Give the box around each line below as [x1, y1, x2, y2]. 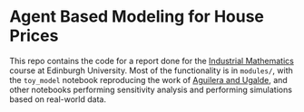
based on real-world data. [9, 93, 107, 105]
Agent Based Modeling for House [9, 6, 265, 27]
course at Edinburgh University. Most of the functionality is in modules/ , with [9, 65, 293, 76]
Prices [9, 25, 59, 46]
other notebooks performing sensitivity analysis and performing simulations [9, 84, 293, 95]
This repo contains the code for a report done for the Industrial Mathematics [9, 55, 295, 66]
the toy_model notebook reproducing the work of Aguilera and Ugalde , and [9, 74, 288, 85]
